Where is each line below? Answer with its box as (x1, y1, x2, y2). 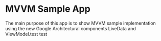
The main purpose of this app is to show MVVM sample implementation (5, 20, 156, 26)
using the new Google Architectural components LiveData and (5, 25, 136, 31)
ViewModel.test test (5, 31, 48, 37)
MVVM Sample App (5, 3, 90, 15)
